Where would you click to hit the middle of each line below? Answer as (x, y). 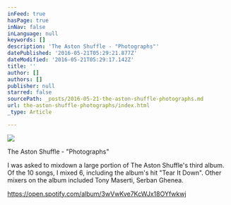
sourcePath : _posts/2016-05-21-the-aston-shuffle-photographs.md (105, 99)
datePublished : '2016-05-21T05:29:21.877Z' (72, 54)
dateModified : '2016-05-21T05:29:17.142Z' (71, 60)
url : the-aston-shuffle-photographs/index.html (79, 106)
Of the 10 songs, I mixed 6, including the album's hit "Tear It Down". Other (114, 173)
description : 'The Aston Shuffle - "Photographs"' (83, 46)
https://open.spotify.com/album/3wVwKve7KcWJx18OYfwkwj (97, 194)
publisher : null (31, 86)
